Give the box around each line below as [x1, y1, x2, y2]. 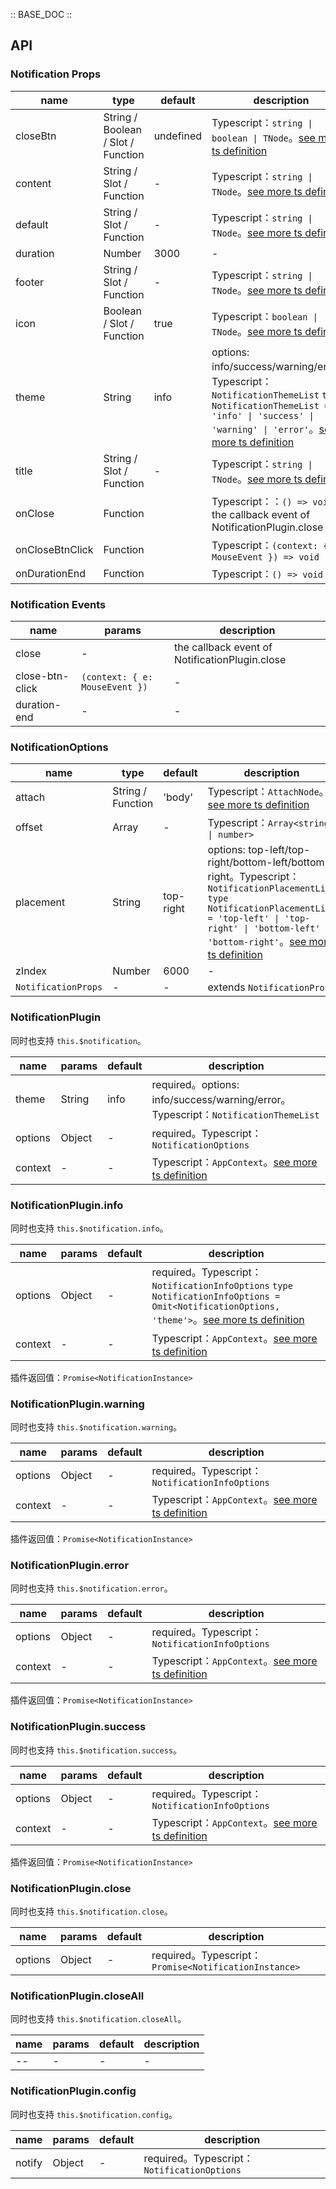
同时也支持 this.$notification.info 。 [10, 1222, 169, 1234]
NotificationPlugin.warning [10, 1397, 145, 1411]
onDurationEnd [15, 566, 87, 580]
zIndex [15, 964, 48, 978]
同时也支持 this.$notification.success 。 [10, 1744, 183, 1756]
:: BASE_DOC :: [10, 9, 73, 20]
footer [15, 275, 45, 289]
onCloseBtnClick [15, 542, 94, 556]
